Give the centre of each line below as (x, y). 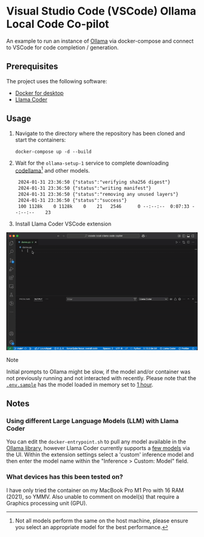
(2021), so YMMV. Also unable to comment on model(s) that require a (93, 496)
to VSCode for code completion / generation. (63, 47)
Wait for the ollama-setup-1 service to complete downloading (92, 163)
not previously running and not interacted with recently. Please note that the (101, 378)
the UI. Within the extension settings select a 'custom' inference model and (100, 455)
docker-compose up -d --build (53, 151)
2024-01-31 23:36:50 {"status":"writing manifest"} (85, 189)
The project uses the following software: (57, 81)
